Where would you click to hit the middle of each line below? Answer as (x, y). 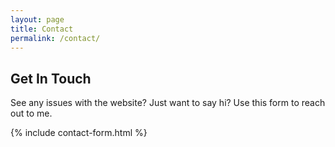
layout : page (37, 19)
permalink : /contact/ (55, 38)
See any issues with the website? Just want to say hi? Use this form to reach (168, 103)
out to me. (31, 113)
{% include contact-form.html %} (79, 133)
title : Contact (42, 29)
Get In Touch (51, 78)
